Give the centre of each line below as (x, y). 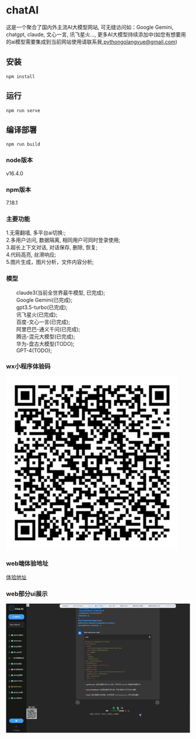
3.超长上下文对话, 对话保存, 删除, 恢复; (52, 248)
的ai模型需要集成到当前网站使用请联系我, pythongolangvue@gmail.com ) (92, 42)
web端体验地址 (27, 563)
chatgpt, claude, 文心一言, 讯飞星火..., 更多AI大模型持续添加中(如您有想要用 (96, 34)
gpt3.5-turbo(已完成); (42, 307)
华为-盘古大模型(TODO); (45, 343)
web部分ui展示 (27, 594)
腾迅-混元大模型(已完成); (46, 336)
